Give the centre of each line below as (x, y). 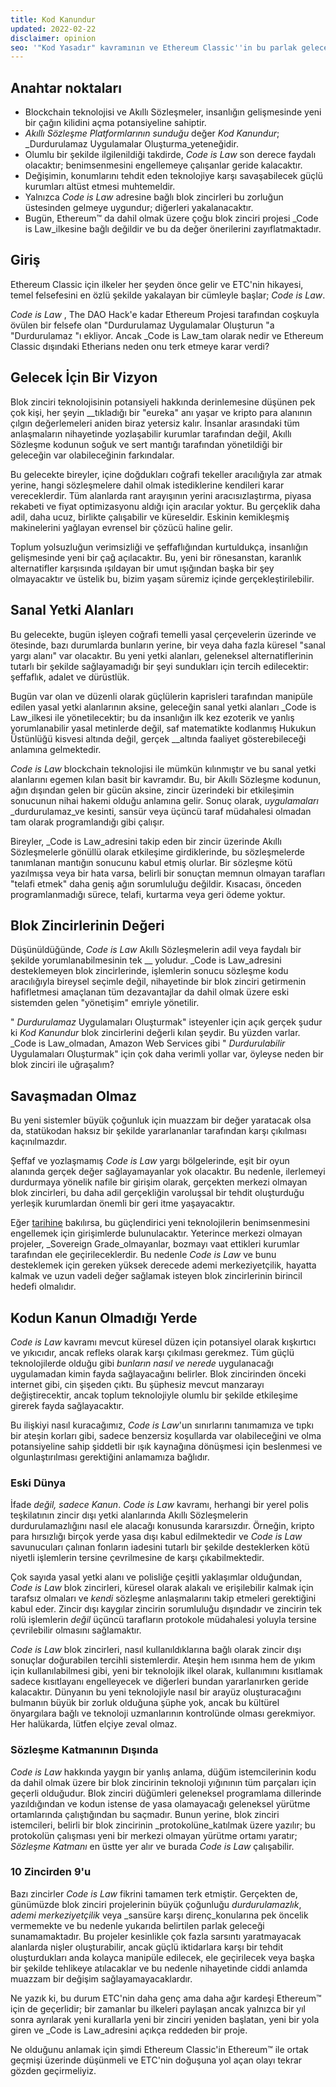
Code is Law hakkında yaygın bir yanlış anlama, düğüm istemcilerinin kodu (163, 1772)
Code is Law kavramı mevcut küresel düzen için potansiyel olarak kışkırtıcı (163, 1342)
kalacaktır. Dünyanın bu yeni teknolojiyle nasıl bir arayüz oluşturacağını (156, 1692)
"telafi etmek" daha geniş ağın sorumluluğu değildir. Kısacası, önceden (156, 883)
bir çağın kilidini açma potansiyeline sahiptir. (115, 123)
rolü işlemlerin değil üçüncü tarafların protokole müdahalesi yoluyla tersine (163, 1620)
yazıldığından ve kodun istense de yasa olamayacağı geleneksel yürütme (160, 1803)
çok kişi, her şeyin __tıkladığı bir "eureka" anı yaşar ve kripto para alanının (161, 412)
